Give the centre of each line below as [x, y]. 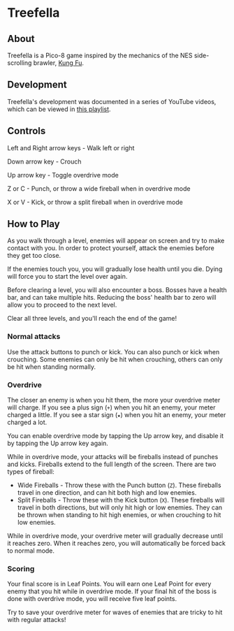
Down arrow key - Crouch [44, 161]
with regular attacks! [37, 620]
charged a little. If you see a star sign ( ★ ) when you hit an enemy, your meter [117, 415]
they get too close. [34, 256]
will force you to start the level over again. [67, 277]
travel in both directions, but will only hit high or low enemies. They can [120, 507]
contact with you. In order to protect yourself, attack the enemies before [111, 248]
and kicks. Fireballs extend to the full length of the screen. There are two [112, 464]
